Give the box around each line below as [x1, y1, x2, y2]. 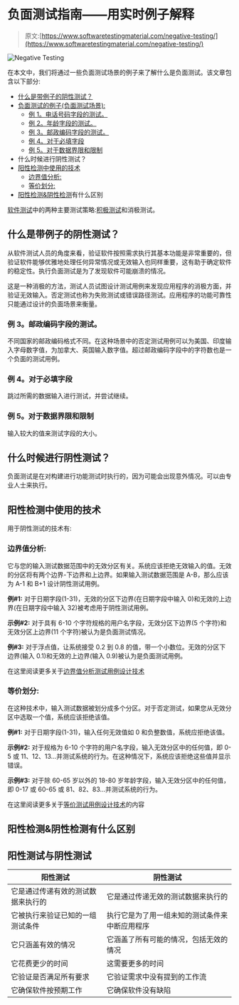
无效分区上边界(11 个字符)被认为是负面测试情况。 [7, 627, 150, 636]
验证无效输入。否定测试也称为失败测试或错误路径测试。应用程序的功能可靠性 [7, 291, 232, 299]
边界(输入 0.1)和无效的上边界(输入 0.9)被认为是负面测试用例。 [7, 651, 187, 660]
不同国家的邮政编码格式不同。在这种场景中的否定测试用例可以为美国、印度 [7, 337, 225, 345]
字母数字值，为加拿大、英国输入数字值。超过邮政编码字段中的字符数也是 [13, 345, 225, 354]
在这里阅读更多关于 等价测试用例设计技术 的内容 [7, 800, 144, 809]
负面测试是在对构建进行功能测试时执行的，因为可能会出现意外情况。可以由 [7, 472, 225, 480]
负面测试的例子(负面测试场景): [17, 101, 106, 109]
